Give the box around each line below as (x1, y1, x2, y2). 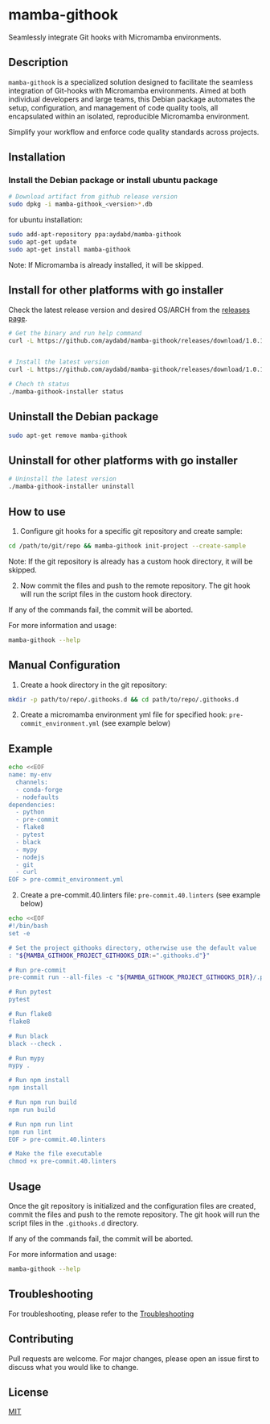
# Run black (8, 1032, 48, 1040)
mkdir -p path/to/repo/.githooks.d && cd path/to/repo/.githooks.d (8, 695, 239, 703)
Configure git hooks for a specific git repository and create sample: (19, 526, 243, 535)
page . (8, 313, 28, 323)
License (8, 1385, 49, 1399)
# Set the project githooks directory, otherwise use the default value (8, 943, 257, 952)
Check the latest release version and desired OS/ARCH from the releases (8, 305, 251, 314)
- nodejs (15, 853, 45, 861)
